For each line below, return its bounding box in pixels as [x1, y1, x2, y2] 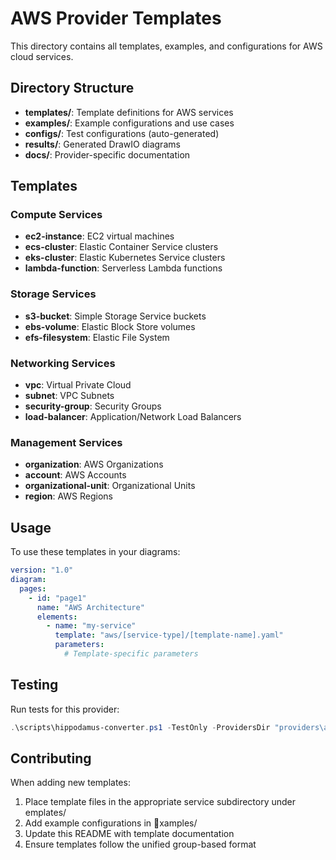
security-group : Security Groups [24, 400, 162, 412]
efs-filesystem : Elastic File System [24, 331, 170, 343]
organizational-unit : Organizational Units [24, 480, 196, 492]
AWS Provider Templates [10, 7, 222, 30]
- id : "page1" [28, 593, 87, 603]
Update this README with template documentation [24, 828, 235, 840]
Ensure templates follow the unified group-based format [24, 838, 257, 851]
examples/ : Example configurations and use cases [24, 117, 235, 129]
